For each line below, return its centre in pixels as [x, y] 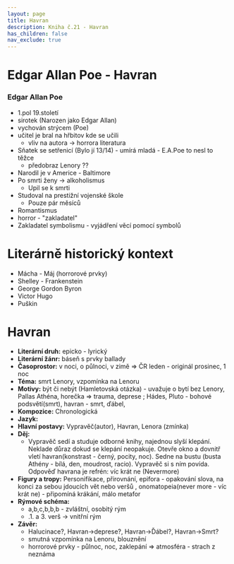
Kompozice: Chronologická [57, 411]
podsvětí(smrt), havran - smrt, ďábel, [71, 404]
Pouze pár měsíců [54, 203]
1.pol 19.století [38, 112]
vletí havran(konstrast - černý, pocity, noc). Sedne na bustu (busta [124, 457]
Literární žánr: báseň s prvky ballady [72, 359]
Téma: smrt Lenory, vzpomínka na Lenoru [78, 382]
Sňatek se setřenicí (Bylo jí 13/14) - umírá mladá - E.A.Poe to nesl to [115, 150]
